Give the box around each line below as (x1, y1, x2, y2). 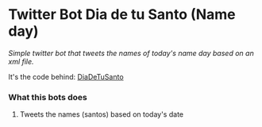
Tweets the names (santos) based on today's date (19, 110, 184, 119)
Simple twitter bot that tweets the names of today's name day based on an (8, 48, 254, 58)
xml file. (8, 57, 34, 66)
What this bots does (8, 92, 87, 103)
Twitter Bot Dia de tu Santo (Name (8, 6, 236, 24)
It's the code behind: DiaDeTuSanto (8, 72, 125, 81)
